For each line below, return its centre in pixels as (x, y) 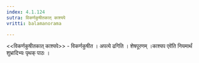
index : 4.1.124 (26, 12)
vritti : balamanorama (34, 23)
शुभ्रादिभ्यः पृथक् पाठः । (28, 53)
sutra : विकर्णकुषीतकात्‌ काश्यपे (36, 18)
